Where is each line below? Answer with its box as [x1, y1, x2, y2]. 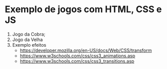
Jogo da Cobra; [12, 31, 46, 37]
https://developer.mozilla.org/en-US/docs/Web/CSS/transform [19, 47, 152, 53]
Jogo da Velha [12, 37, 43, 43]
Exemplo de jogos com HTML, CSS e [5, 4, 162, 15]
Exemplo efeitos [12, 42, 47, 48]
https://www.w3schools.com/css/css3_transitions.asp [19, 58, 134, 64]
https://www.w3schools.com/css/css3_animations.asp [19, 52, 135, 59]
